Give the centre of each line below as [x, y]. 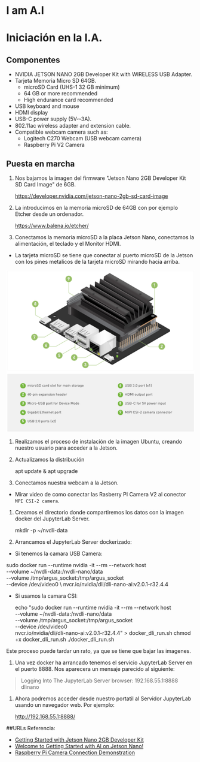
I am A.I [25, 10]
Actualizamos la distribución [50, 459]
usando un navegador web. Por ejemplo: [65, 704]
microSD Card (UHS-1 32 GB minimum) [72, 87]
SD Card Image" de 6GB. [45, 184]
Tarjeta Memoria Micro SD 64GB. [56, 81]
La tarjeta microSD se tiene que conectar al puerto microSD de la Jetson [104, 255]
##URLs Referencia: [31, 728]
